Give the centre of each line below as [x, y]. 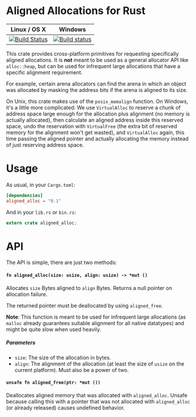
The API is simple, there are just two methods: [61, 262]
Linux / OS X [28, 29]
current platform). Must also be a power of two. [72, 370]
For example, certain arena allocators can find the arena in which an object [96, 84]
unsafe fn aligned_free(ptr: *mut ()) [53, 383]
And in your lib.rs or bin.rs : [41, 212]
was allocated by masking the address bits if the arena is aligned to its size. [97, 90]
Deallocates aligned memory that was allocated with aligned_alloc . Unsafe [97, 395]
